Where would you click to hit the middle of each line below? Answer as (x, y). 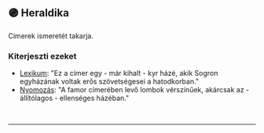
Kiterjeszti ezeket (42, 56)
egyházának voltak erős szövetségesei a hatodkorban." (109, 81)
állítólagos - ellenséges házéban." (74, 98)
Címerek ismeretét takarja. (51, 36)
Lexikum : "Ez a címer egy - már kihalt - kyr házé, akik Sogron (119, 74)
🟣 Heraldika (38, 13)
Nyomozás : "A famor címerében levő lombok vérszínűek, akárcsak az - (134, 90)
